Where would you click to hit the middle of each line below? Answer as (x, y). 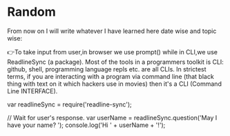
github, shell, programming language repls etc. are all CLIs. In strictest (107, 69)
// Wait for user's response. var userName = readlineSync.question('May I (112, 117)
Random (32, 12)
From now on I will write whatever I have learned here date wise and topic (112, 31)
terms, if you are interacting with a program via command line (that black (111, 76)
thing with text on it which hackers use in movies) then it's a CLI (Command (115, 84)
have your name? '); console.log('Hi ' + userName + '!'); (86, 125)
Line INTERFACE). (32, 91)
